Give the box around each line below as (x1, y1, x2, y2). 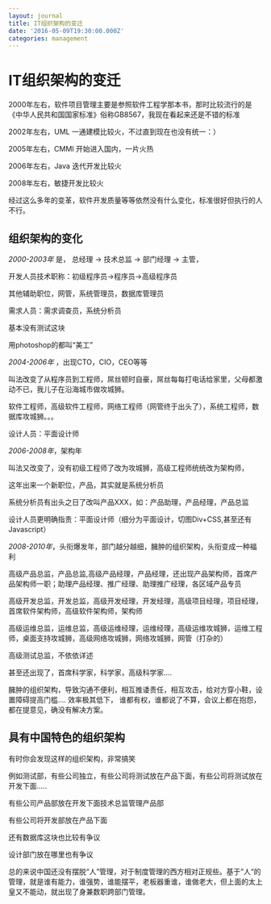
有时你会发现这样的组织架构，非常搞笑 (8, 753, 135, 763)
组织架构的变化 (8, 231, 83, 245)
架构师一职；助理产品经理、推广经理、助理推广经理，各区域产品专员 (15, 579, 242, 589)
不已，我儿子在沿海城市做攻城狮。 (15, 385, 129, 394)
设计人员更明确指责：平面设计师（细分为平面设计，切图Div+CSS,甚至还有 (8, 514, 252, 524)
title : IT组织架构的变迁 (8, 19, 83, 27)
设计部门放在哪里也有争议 (8, 849, 94, 859)
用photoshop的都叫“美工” (8, 340, 94, 349)
